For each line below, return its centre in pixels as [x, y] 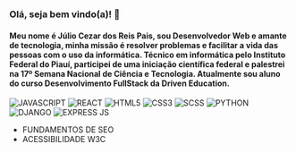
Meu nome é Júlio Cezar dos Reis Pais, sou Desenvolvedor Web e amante [148, 36]
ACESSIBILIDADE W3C [64, 139]
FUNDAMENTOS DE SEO [68, 130]
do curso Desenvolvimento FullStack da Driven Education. [119, 83]
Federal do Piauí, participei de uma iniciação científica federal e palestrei [147, 64]
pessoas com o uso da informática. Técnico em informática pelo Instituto [148, 55]
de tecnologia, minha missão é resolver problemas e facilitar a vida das [144, 45]
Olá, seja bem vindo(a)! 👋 [65, 14]
